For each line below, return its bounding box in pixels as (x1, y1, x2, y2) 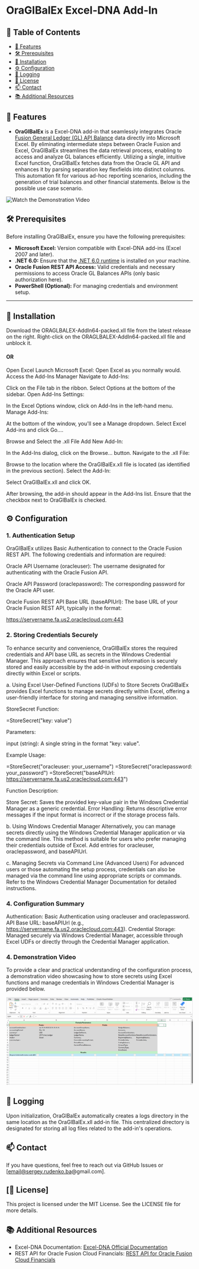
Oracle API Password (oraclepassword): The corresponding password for (6, 580, 185, 588)
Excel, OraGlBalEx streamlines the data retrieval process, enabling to (14, 147, 182, 154)
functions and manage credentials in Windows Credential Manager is (6, 979, 175, 986)
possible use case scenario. (14, 185, 84, 192)
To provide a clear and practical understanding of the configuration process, (6, 966, 192, 974)
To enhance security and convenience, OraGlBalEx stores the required (6, 644, 178, 651)
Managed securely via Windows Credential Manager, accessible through (6, 932, 184, 939)
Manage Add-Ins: (6, 408, 49, 416)
